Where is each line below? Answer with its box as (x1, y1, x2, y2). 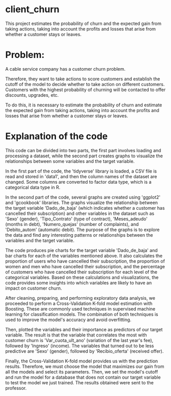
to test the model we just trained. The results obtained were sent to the (5, 379, 154, 385)
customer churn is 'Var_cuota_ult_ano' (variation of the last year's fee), (5, 337, 154, 343)
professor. (5, 385, 27, 391)
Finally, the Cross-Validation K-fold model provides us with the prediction (5, 358, 158, 364)
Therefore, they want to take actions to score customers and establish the (5, 75, 160, 82)
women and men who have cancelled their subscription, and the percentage (5, 263, 165, 269)
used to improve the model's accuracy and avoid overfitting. (5, 317, 131, 323)
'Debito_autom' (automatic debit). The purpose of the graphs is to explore (5, 227, 160, 233)
